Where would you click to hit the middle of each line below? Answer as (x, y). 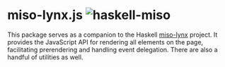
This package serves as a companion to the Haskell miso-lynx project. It (112, 35)
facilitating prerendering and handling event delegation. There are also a (112, 49)
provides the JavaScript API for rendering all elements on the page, (105, 42)
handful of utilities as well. (45, 57)
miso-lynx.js (45, 15)
